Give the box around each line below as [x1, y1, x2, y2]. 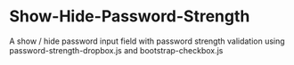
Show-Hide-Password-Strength [9, 6, 250, 27]
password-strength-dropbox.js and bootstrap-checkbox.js [9, 45, 224, 55]
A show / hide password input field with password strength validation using [9, 36, 285, 46]
